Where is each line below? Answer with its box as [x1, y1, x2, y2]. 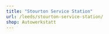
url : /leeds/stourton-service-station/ [6, 14, 104, 20]
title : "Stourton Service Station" [6, 8, 93, 14]
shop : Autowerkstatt [6, 19, 57, 25]
